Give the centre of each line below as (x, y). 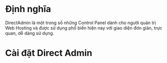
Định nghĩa (28, 9)
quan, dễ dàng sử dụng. (30, 33)
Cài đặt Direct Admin (49, 53)
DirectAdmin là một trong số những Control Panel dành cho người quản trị (81, 23)
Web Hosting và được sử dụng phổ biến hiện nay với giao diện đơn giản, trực (84, 28)
